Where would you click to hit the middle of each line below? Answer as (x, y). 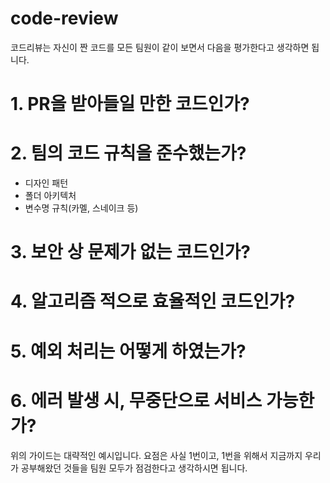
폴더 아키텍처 (50, 196)
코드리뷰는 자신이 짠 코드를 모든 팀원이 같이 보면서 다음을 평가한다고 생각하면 (160, 47)
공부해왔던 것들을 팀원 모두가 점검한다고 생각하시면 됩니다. (134, 468)
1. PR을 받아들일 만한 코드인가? (130, 104)
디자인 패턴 (46, 183)
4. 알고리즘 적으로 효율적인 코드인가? (153, 301)
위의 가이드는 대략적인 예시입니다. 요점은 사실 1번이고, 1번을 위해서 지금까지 (156, 455)
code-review (64, 18)
